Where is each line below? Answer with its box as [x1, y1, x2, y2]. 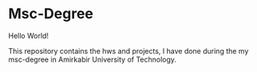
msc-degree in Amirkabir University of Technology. [8, 55, 177, 64]
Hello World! [8, 31, 49, 40]
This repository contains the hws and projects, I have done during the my [8, 46, 249, 55]
